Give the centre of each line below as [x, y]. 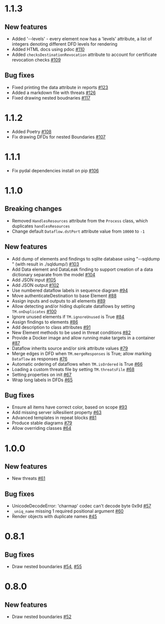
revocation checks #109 [36, 60]
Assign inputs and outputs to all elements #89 [58, 301]
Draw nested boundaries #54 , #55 [47, 567]
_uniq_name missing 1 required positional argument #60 [68, 511]
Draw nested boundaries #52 [42, 617]
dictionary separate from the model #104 [54, 274]
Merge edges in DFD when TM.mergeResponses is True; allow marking [82, 353]
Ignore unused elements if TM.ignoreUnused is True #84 [68, 316]
